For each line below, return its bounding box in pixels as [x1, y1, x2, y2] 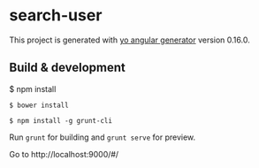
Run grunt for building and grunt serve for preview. [9, 132, 196, 142]
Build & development [9, 60, 126, 75]
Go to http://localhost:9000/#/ [9, 149, 119, 159]
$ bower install [9, 101, 69, 110]
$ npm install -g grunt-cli [9, 116, 113, 125]
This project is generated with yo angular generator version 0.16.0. [9, 34, 250, 45]
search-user [9, 5, 103, 26]
